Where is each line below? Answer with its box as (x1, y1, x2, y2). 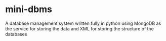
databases (5, 31, 27, 37)
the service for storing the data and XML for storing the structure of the (5, 25, 154, 31)
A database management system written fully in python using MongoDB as (5, 20, 161, 26)
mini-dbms (5, 4, 52, 15)
